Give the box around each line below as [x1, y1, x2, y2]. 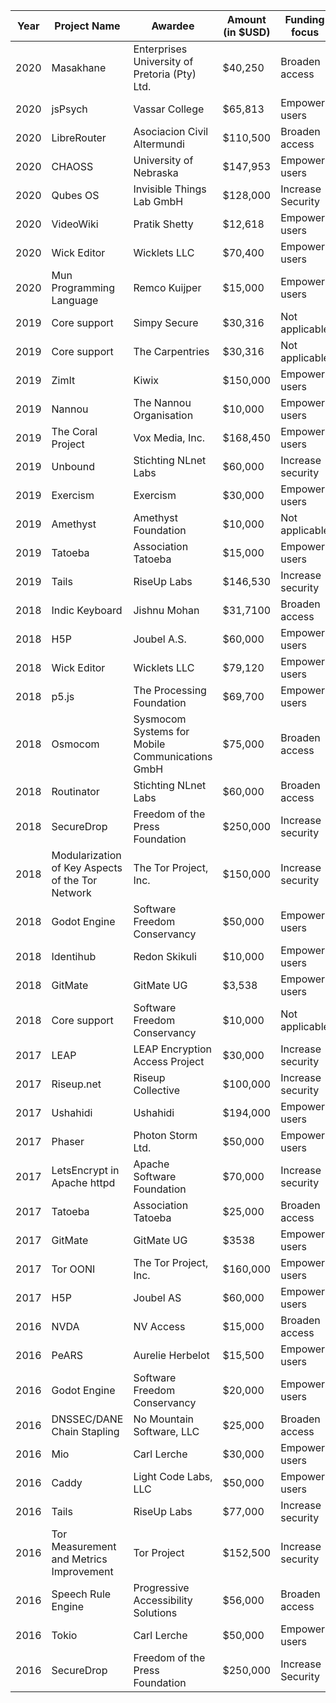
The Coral [51, 425, 98, 438]
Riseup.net [51, 1077, 102, 1091]
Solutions [133, 1606, 178, 1619]
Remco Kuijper [133, 281, 202, 294]
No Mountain [133, 1412, 194, 1426]
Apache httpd [51, 1176, 116, 1189]
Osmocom [51, 737, 100, 751]
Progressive [133, 1581, 190, 1594]
